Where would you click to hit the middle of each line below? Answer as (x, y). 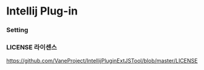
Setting (17, 30)
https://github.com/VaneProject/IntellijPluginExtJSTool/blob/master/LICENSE (102, 61)
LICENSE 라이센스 (32, 48)
